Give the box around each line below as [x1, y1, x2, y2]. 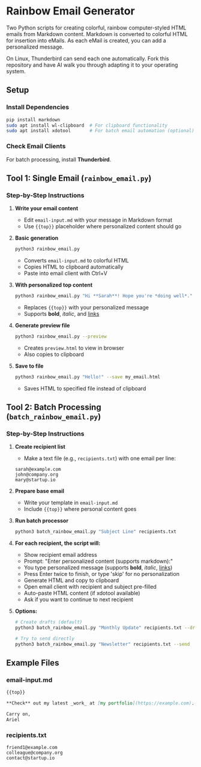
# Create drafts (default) [14, 619, 83, 625]
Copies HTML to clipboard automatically [23, 263, 124, 271]
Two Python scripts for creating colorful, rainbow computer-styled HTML [6, 24, 187, 31]
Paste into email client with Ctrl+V [23, 270, 108, 277]
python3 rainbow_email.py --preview [14, 333, 107, 339]
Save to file [14, 362, 44, 369]
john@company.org [14, 471, 59, 478]
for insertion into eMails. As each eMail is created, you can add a [6, 37, 166, 44]
